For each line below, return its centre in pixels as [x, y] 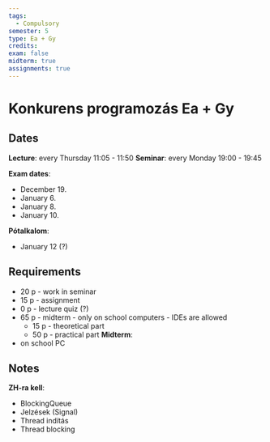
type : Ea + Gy [32, 38]
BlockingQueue [46, 404]
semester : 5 [28, 31]
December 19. [43, 189]
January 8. [38, 206]
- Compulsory [38, 23]
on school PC [43, 343]
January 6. [38, 198]
